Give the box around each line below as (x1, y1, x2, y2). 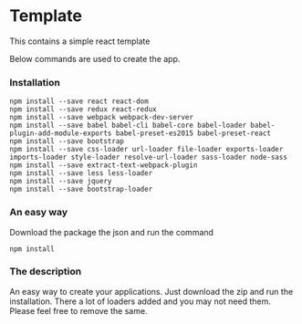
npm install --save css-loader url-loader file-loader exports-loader (9, 145, 284, 154)
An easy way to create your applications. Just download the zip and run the (9, 286, 294, 297)
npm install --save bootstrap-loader (9, 184, 153, 194)
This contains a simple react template (9, 36, 151, 47)
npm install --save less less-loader (9, 169, 153, 178)
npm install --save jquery (9, 177, 112, 186)
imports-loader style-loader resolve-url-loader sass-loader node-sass (9, 152, 287, 162)
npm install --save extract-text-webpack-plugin (9, 161, 198, 170)
